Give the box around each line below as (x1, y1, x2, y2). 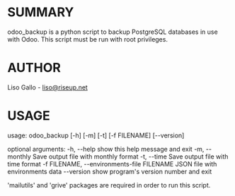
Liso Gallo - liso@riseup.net (7, 82, 88, 92)
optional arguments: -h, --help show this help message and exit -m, (7, 145, 205, 153)
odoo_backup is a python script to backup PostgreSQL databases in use (7, 27, 218, 36)
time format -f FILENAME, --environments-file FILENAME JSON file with (7, 159, 217, 168)
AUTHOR (7, 60, 62, 76)
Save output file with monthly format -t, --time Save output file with (33, 152, 229, 161)
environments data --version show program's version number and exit (7, 167, 212, 176)
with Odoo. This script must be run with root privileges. (7, 35, 168, 43)
